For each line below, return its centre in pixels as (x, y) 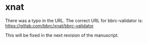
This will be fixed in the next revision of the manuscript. (62, 35)
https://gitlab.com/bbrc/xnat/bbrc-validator (49, 25)
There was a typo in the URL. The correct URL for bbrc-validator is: (74, 21)
